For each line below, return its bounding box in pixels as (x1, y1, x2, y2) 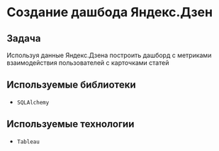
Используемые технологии (6, 118, 135, 131)
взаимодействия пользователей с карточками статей (6, 59, 169, 67)
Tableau (16, 138, 40, 145)
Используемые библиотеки (6, 79, 136, 91)
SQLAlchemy (16, 99, 50, 106)
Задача (6, 32, 41, 44)
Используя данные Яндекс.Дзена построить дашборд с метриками (6, 51, 212, 59)
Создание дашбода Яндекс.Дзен (6, 4, 213, 20)
